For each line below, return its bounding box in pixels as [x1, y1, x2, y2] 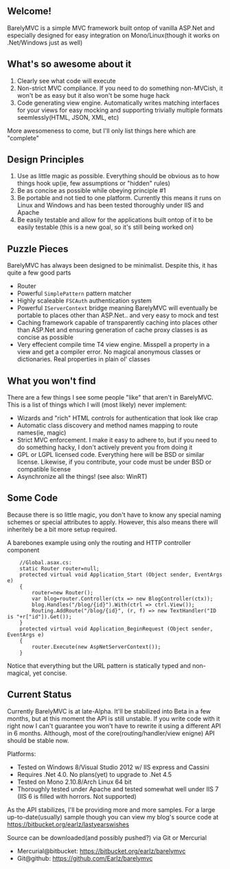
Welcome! [7, 6, 51, 17]
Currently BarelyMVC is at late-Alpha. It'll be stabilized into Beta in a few [7, 707, 211, 715]
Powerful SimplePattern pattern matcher [16, 289, 132, 298]
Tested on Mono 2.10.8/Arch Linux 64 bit [16, 777, 132, 786]
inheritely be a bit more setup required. [7, 525, 117, 533]
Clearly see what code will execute [16, 76, 116, 85]
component [7, 546, 40, 554]
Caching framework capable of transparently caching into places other [16, 319, 218, 327]
